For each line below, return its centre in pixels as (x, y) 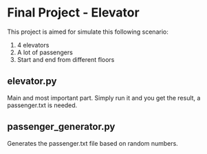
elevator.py (32, 81)
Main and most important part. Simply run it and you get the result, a (104, 98)
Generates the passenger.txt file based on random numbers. (93, 143)
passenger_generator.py (61, 127)
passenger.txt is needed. (42, 105)
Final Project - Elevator (73, 13)
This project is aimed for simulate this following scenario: (88, 32)
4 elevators (33, 45)
